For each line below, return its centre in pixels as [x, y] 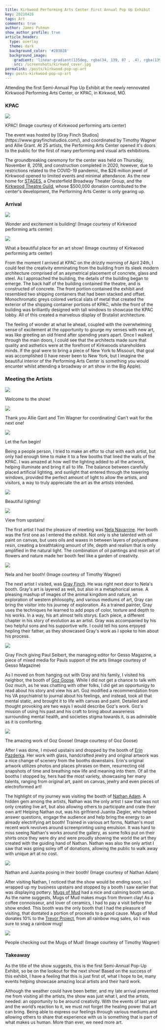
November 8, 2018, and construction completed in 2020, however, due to [79, 166]
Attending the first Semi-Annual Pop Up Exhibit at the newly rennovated [77, 87]
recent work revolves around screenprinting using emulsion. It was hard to [80, 827]
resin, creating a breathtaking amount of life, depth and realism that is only [81, 545]
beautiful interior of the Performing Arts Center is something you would [77, 361]
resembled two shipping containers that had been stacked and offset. [75, 294]
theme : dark [22, 46]
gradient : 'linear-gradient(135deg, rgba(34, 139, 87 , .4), [78, 60]
